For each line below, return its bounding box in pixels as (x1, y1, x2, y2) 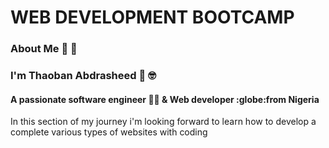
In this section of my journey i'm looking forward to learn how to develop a (10, 116, 317, 128)
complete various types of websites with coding (10, 126, 208, 138)
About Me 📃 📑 (10, 42, 78, 56)
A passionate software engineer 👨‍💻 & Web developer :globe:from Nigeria (10, 93, 320, 105)
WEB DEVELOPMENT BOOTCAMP (10, 6, 295, 29)
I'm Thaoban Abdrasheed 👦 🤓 (10, 69, 157, 83)
